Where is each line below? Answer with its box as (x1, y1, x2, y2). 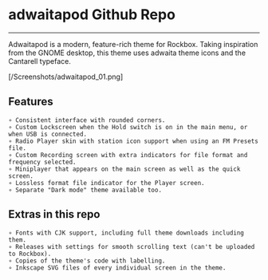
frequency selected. (8, 158, 77, 166)
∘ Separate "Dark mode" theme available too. (8, 186, 162, 194)
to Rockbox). (8, 250, 52, 258)
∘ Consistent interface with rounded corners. (8, 116, 166, 124)
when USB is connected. (8, 130, 88, 138)
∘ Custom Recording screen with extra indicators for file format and (8, 151, 248, 159)
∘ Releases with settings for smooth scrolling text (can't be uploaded (8, 243, 255, 250)
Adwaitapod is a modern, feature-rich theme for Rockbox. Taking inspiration (8, 39, 258, 49)
